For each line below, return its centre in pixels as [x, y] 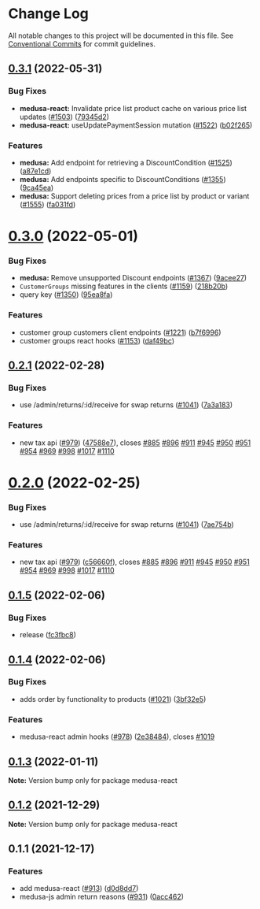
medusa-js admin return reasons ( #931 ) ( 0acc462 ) [102, 897]
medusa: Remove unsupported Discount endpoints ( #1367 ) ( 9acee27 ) [133, 278]
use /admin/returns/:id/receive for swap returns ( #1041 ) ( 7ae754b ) [126, 525]
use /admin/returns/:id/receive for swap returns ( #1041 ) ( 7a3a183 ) [126, 405]
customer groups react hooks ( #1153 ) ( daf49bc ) [97, 340]
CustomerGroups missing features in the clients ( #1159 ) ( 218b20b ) [124, 286]
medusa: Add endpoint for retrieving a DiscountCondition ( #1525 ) [126, 162]
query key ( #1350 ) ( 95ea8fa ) [66, 295]
